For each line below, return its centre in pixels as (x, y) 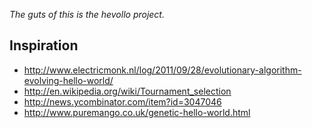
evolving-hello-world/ (68, 80)
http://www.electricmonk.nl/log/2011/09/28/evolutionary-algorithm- (162, 70)
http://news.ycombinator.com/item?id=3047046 (122, 101)
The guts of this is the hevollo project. (87, 14)
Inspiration (44, 45)
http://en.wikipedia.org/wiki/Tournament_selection (127, 91)
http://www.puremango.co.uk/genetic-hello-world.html (137, 112)
